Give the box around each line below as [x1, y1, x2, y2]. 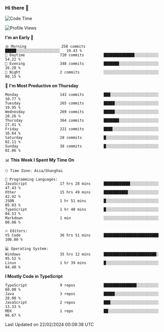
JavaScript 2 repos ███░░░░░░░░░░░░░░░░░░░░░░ [5, 300, 159, 305]
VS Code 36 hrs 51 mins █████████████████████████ [5, 233, 159, 238]
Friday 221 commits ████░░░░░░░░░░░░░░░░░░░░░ [5, 127, 159, 132]
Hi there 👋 [5, 4, 29, 11]
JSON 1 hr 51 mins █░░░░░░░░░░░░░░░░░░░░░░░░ [5, 198, 159, 203]
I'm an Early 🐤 [5, 34, 34, 41]
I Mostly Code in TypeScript [5, 274, 63, 279]
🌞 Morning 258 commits [5, 44, 86, 49]
